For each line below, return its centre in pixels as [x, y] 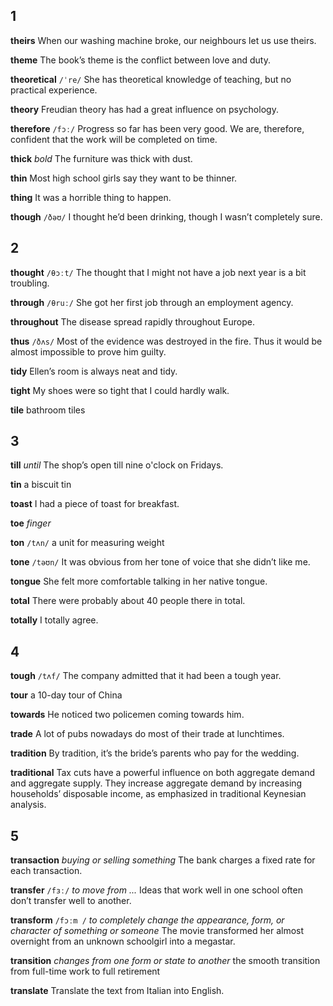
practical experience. [54, 90]
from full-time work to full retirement [85, 971]
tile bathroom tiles [48, 410]
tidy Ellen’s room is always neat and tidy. [94, 371]
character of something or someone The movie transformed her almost [157, 931]
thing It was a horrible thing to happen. [91, 197]
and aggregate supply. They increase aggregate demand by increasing [156, 783]
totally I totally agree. [54, 620]
